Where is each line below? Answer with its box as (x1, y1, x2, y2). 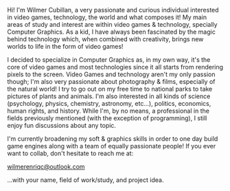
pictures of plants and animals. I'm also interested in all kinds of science (7, 92, 211, 100)
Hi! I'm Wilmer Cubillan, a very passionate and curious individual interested (7, 6, 219, 14)
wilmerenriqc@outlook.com (7, 163, 85, 170)
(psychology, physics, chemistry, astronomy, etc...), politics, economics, (7, 100, 211, 107)
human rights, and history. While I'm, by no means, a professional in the (7, 106, 209, 115)
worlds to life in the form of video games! (7, 43, 124, 50)
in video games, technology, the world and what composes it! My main (7, 13, 207, 21)
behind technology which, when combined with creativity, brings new (7, 35, 204, 43)
